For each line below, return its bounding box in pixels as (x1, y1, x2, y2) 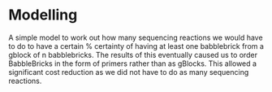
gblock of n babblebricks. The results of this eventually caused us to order (8, 50, 258, 59)
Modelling (8, 6, 78, 24)
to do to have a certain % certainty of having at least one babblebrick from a (8, 41, 264, 50)
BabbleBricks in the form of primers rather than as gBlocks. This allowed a (8, 59, 257, 68)
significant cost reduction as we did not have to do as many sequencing (8, 67, 249, 77)
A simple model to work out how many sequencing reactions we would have (8, 33, 263, 42)
